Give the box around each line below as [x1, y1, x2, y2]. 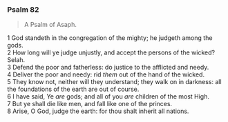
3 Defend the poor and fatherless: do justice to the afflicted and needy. [7, 63, 209, 72]
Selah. [7, 56, 26, 64]
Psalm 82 [7, 5, 39, 14]
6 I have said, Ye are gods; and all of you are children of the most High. [7, 92, 209, 101]
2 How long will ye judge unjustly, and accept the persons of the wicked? [7, 48, 216, 57]
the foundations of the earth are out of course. [7, 85, 140, 94]
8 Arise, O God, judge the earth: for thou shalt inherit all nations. [7, 107, 189, 115]
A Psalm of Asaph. [23, 21, 77, 29]
